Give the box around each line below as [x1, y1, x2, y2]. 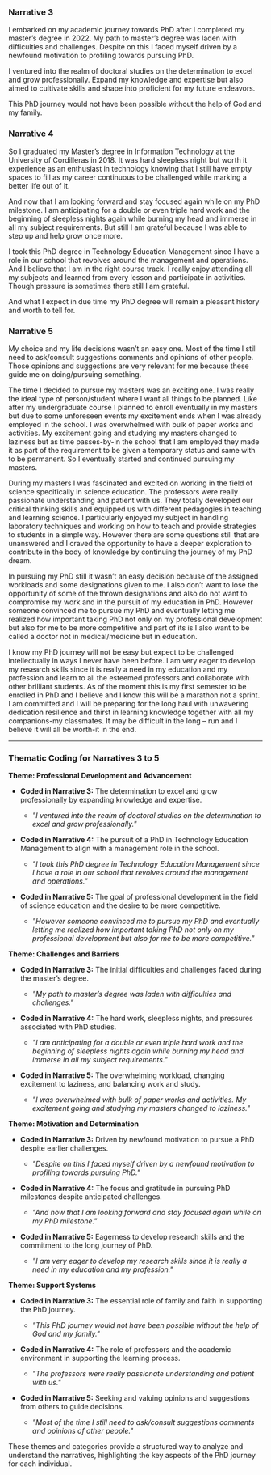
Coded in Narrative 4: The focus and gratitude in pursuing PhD [19, 1184, 231, 1193]
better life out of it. [8, 180, 70, 190]
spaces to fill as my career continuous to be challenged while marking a [8, 172, 248, 182]
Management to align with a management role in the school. [19, 844, 219, 854]
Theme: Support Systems [8, 1281, 97, 1291]
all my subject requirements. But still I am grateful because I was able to [8, 222, 248, 232]
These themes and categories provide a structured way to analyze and [8, 1442, 244, 1452]
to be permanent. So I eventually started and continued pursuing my [8, 454, 236, 464]
